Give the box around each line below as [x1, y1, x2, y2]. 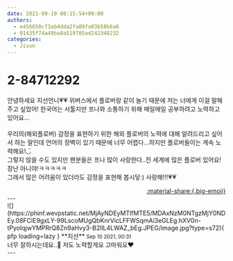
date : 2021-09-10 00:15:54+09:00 [7, 10, 104, 17]
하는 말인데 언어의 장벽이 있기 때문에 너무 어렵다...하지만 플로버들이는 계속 [14, 138, 214, 146]
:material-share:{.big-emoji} [146, 187, 226, 195]
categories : [7, 36, 42, 43]
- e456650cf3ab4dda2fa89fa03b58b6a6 [13, 23, 119, 30]
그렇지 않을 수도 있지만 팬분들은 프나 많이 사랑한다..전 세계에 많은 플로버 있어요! [7, 155, 222, 164]
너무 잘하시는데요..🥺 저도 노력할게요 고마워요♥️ [7, 240, 135, 249]
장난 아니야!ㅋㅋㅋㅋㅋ [7, 164, 67, 172]
